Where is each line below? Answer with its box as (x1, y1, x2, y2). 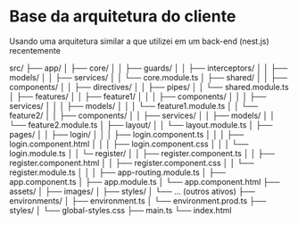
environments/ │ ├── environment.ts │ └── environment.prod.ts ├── (9, 195, 267, 206)
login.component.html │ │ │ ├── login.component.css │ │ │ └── (9, 138, 249, 149)
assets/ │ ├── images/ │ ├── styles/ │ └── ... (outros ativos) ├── (9, 186, 256, 196)
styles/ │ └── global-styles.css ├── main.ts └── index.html (9, 204, 232, 215)
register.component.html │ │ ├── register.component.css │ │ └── (9, 157, 254, 168)
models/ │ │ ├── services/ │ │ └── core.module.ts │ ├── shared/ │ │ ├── (9, 71, 288, 82)
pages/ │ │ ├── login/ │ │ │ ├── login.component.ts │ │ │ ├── (9, 129, 244, 139)
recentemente (9, 45, 61, 55)
